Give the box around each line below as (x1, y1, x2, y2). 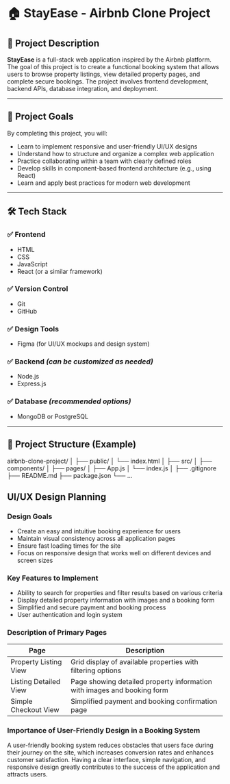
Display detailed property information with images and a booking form (16, 596, 215, 605)
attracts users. (7, 770, 48, 779)
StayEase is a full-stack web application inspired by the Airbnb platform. (7, 55, 212, 64)
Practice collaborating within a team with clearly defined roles (16, 157, 192, 165)
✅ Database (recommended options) (7, 396, 131, 406)
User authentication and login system (16, 611, 123, 619)
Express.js (16, 379, 47, 388)
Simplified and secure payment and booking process (16, 603, 166, 611)
